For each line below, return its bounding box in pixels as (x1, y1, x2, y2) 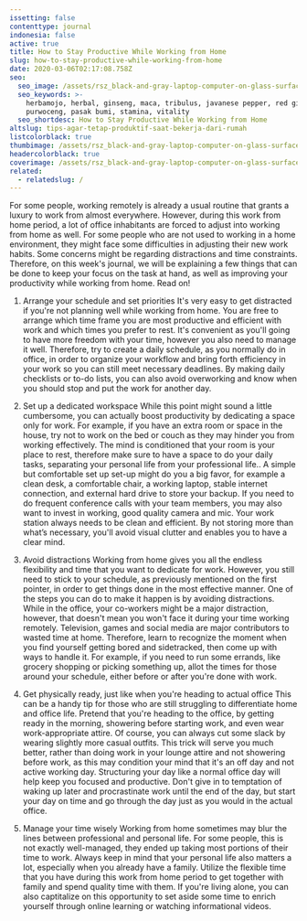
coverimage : (9, 157, 55, 167)
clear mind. (22, 537, 66, 548)
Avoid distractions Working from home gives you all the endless (22, 554, 263, 565)
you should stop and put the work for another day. (22, 383, 212, 394)
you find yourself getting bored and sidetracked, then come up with (22, 642, 278, 653)
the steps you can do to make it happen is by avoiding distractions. (22, 594, 275, 605)
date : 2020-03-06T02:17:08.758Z (9, 65, 132, 74)
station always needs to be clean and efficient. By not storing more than (22, 518, 294, 529)
